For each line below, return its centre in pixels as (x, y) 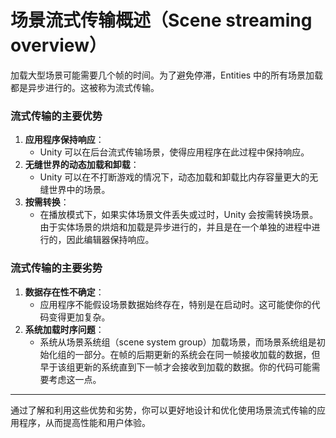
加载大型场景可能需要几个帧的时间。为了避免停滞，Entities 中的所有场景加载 (167, 75)
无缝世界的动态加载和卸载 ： (82, 165)
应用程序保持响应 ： (64, 140)
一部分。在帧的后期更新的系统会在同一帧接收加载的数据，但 (197, 354)
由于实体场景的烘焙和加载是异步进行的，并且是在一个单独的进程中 (175, 227)
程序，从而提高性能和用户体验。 (84, 422)
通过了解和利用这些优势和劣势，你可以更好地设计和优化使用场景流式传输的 (163, 410)
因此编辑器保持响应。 (110, 240)
